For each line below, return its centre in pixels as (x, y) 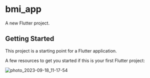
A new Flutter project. (27, 23)
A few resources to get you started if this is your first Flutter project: (75, 60)
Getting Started (30, 39)
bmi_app (23, 9)
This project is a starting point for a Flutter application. (61, 50)
